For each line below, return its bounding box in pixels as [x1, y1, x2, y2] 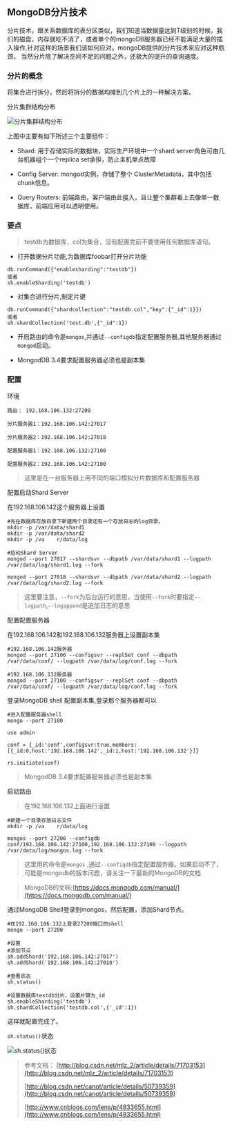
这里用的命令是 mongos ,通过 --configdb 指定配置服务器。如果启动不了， [23, 860, 223, 868]
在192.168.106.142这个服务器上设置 [7, 502, 106, 511]
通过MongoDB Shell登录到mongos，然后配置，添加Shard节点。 [7, 905, 188, 913]
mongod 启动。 [17, 341, 55, 350]
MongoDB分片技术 [7, 6, 88, 19]
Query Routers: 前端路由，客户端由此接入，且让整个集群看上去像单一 [17, 193, 213, 202]
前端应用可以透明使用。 [35, 202, 102, 211]
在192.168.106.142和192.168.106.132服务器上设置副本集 [7, 630, 160, 638]
